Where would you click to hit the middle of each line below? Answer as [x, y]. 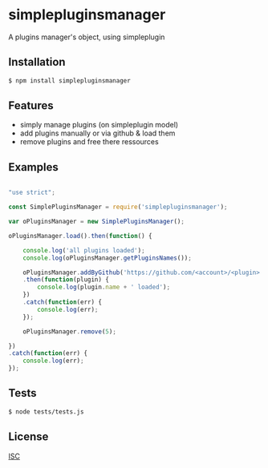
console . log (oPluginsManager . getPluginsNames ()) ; [108, 258]
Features [31, 106]
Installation [37, 62]
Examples [33, 167]
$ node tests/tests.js [46, 412]
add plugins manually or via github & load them [97, 133]
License [28, 437]
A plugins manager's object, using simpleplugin [87, 37]
